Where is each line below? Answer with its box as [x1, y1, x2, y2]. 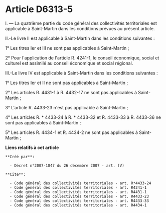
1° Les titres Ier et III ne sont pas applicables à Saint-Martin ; [5, 45, 129, 51]
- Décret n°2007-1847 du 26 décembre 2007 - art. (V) [10, 163, 124, 168]
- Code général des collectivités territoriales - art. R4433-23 [10, 194, 149, 199]
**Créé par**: [5, 154, 35, 159]
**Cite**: [5, 172, 26, 177]
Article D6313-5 [5, 4, 73, 15]
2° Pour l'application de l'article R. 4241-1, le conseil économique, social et [5, 54, 159, 61]
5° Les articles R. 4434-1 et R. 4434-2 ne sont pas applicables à [5, 129, 138, 135]
